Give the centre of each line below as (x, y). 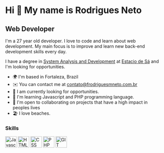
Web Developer (30, 29)
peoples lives (26, 107)
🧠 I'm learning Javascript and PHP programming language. (73, 97)
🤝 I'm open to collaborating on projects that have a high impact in (80, 102)
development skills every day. (36, 52)
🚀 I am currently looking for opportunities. (56, 92)
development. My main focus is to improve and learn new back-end (75, 46)
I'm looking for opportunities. (35, 67)
